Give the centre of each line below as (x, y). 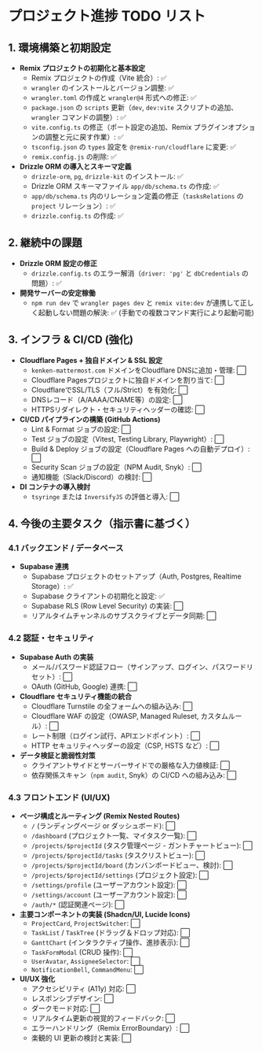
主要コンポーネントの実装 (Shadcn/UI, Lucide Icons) (105, 914)
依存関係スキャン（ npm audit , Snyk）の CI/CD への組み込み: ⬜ (134, 775)
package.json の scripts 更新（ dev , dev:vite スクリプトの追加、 (135, 107)
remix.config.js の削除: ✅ (74, 157)
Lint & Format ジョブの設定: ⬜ (81, 429)
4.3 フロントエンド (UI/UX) (59, 798)
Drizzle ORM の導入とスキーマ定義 (75, 167)
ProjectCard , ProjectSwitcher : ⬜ (86, 923)
